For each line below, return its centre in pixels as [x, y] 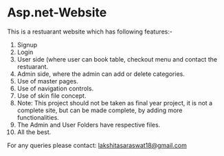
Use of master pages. [48, 81]
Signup [27, 44]
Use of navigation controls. [55, 88]
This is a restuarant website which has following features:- [90, 31]
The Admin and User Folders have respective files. [89, 125]
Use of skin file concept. [52, 95]
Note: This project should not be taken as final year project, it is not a [115, 103]
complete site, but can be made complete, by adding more [100, 110]
